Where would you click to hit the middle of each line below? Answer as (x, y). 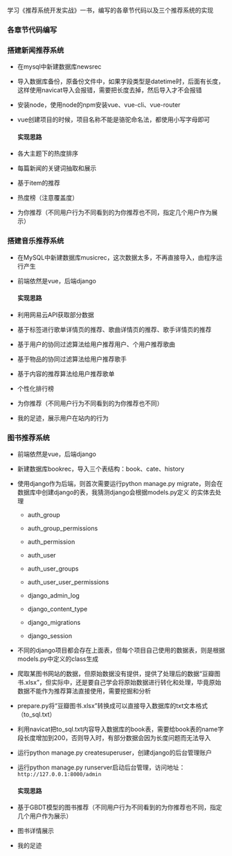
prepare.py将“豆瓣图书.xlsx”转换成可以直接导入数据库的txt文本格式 (113, 706)
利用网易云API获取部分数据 (56, 314)
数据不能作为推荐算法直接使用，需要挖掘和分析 (84, 691)
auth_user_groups (53, 569)
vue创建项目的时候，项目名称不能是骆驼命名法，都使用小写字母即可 (114, 119)
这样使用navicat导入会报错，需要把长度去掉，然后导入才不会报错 (109, 90)
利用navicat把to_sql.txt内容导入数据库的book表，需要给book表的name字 (120, 729)
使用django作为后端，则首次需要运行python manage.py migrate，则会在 (120, 484)
